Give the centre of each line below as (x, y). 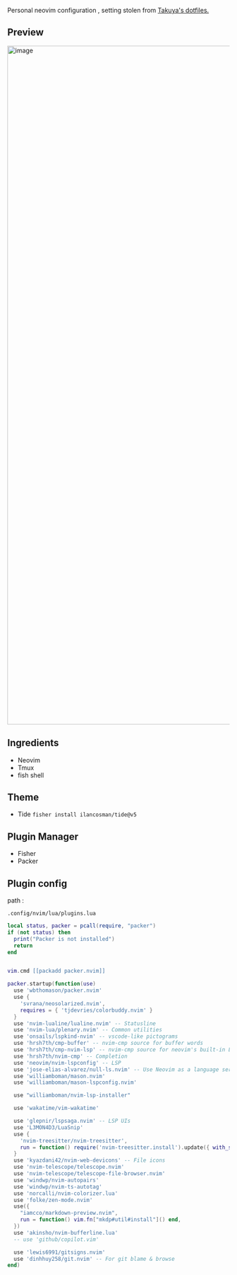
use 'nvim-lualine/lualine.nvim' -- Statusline (85, 1023)
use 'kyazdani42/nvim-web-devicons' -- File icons (90, 1160)
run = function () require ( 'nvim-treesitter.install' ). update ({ (115, 1147)
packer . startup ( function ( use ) (52, 984)
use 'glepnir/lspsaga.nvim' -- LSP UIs (72, 1121)
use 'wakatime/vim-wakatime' (56, 1108)
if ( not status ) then (39, 932)
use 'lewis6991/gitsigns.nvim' (60, 1252)
